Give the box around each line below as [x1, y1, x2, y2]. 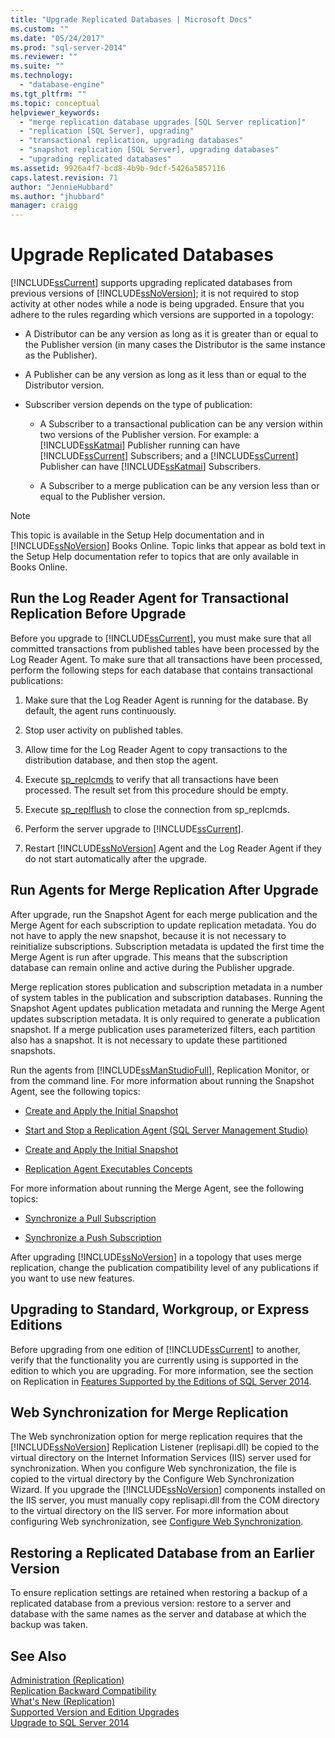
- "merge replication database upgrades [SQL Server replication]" [19, 117, 307, 127]
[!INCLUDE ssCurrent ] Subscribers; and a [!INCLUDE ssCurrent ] [39, 450, 299, 462]
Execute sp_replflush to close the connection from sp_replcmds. [24, 803, 290, 815]
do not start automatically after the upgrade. [24, 852, 208, 865]
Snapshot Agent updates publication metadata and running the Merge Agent [10, 1002, 325, 1014]
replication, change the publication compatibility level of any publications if [10, 1261, 319, 1273]
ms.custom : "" [10, 24, 70, 34]
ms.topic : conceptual [10, 98, 101, 108]
